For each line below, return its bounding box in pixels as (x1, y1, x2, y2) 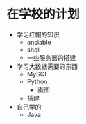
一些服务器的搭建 (26, 53, 76, 62)
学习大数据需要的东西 (16, 62, 78, 70)
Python (26, 77, 48, 85)
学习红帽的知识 (16, 30, 60, 39)
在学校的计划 (6, 6, 80, 22)
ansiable (26, 38, 51, 46)
